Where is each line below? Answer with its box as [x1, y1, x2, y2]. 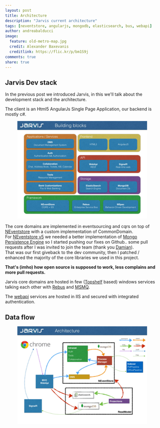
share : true [5, 59, 29, 65]
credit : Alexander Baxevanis [9, 44, 69, 49]
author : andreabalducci [5, 28, 54, 34]
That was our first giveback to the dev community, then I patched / [5, 250, 139, 255]
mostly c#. [5, 111, 26, 117]
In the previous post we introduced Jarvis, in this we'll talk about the [5, 91, 143, 98]
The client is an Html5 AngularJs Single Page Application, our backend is [5, 106, 152, 112]
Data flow [5, 313, 35, 321]
